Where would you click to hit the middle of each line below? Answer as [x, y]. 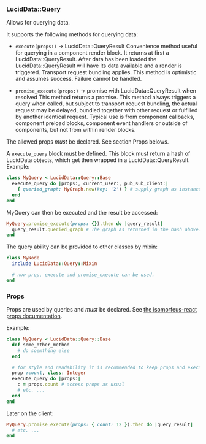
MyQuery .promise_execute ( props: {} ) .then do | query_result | [85, 224]
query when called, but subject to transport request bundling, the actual [106, 104]
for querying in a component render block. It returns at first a [92, 53]
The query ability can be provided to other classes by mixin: [82, 247]
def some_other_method [41, 345]
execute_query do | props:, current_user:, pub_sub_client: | [90, 184]
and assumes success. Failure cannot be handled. [78, 79]
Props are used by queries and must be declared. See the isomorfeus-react [102, 310]
